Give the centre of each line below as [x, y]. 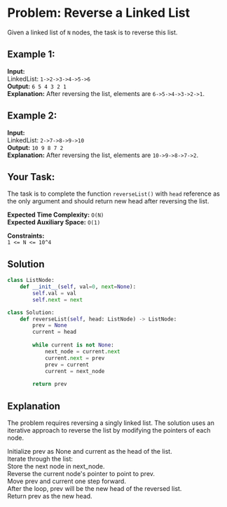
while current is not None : [73, 345]
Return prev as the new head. [50, 496]
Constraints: [26, 236]
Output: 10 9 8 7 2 [35, 147]
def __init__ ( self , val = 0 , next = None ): [78, 287]
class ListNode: [31, 280]
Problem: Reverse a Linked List [99, 13]
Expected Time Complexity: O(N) [56, 215]
